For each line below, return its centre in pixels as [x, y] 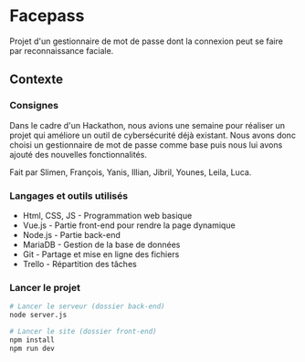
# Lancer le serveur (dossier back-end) [88, 306]
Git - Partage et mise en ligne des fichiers [101, 254]
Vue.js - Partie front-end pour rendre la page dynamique [129, 225]
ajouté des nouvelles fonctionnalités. [79, 154]
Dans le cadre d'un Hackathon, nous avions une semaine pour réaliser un [147, 125]
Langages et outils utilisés [69, 195]
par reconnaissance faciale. [62, 50]
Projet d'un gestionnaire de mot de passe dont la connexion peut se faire [146, 41]
